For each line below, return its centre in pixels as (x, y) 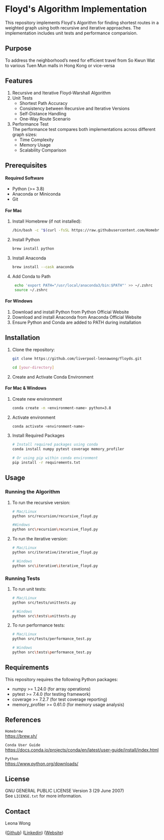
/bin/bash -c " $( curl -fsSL (41, 230)
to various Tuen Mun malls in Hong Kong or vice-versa (60, 65)
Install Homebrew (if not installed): (47, 221)
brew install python (33, 249)
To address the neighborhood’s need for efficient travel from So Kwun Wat (80, 60)
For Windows (19, 301)
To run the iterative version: (40, 539)
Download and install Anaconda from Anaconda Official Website (77, 317)
